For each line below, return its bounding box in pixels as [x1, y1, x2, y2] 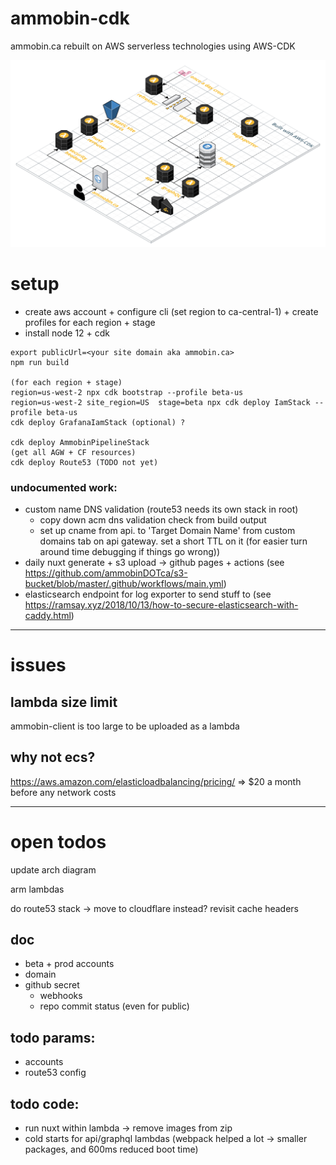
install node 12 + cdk [24, 327, 111, 339]
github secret [24, 979, 80, 991]
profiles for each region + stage [24, 316, 156, 328]
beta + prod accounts [24, 958, 115, 970]
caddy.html [24, 609, 72, 621]
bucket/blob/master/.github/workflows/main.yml [24, 577, 224, 589]
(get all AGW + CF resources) [10, 447, 137, 457]
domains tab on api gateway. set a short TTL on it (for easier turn [39, 535, 308, 547]
